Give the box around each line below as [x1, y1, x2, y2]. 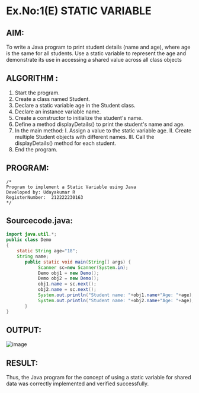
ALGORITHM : [6, 73, 58, 84]
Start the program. [14, 89, 60, 96]
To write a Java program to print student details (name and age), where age [6, 43, 191, 50]
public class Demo [6, 237, 52, 243]
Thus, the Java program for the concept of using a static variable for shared [6, 374, 191, 381]
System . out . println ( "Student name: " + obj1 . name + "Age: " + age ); [37, 292, 195, 298]
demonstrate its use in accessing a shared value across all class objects [6, 56, 182, 63]
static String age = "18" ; [17, 248, 78, 254]
